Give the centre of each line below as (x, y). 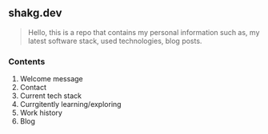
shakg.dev (35, 13)
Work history (41, 113)
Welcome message (52, 79)
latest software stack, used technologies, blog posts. (115, 41)
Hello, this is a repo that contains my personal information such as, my (144, 32)
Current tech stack (51, 96)
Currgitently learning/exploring (70, 104)
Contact (33, 88)
